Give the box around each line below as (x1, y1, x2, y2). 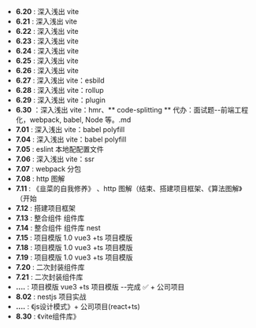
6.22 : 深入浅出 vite (15, 27, 79, 35)
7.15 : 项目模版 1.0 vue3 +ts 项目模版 (15, 233, 133, 242)
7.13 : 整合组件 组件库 (15, 213, 85, 223)
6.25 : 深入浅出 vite (15, 56, 79, 65)
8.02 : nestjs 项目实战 (15, 292, 87, 301)
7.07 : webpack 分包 (15, 164, 81, 173)
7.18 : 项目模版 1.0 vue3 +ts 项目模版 (15, 243, 133, 252)
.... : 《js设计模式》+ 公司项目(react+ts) (15, 302, 140, 311)
